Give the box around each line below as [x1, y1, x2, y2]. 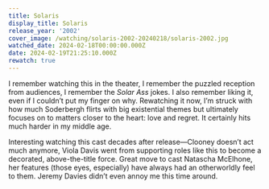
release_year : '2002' [8, 27, 81, 35]
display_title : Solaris [8, 19, 89, 27]
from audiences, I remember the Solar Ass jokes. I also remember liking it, [8, 87, 254, 97]
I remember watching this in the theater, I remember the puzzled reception [8, 78, 255, 88]
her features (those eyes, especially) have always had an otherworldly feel [8, 162, 255, 172]
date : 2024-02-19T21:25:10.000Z [8, 49, 117, 57]
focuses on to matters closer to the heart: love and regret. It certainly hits [8, 113, 251, 122]
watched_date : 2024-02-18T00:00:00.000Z [8, 42, 147, 50]
